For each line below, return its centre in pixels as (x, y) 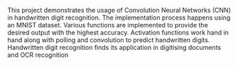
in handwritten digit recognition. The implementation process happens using (119, 18)
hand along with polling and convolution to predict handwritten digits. (109, 40)
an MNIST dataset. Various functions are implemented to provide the (108, 25)
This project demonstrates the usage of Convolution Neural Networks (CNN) (119, 10)
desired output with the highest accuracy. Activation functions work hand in (118, 32)
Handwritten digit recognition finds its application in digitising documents (114, 47)
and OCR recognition (38, 55)
